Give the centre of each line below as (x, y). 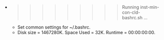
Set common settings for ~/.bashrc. (54, 27)
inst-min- (149, 7)
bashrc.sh (132, 18)
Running (130, 7)
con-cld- (131, 12)
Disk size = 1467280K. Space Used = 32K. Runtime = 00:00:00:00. (86, 32)
